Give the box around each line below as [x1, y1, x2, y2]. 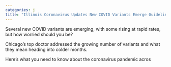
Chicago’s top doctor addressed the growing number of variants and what [5, 41, 160, 47]
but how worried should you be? [5, 31, 73, 37]
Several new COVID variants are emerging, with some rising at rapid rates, [5, 26, 161, 32]
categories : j [5, 7, 36, 13]
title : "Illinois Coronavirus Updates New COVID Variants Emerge [5, 12, 147, 17]
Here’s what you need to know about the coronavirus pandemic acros [5, 56, 151, 62]
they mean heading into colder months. [5, 46, 88, 52]
